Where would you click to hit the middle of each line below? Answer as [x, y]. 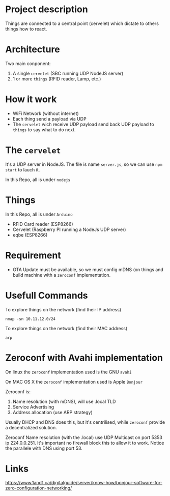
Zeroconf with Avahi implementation [84, 358]
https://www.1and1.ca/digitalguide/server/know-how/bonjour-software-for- [84, 483]
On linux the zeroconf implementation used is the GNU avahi [68, 372]
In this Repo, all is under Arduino [39, 214]
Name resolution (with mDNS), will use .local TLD [64, 401]
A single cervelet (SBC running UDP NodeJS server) [68, 73]
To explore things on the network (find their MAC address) [66, 328]
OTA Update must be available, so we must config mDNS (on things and [88, 269]
